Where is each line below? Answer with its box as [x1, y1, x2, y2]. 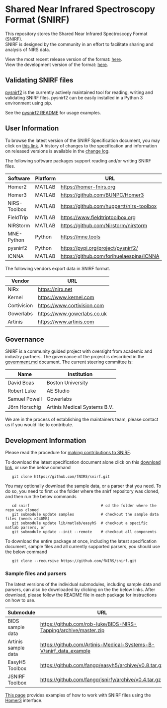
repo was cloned [5, 508, 39, 513]
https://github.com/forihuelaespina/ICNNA [60, 252, 160, 259]
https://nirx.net [37, 286, 73, 293]
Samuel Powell [7, 396, 42, 403]
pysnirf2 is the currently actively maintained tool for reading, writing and [5, 89, 153, 95]
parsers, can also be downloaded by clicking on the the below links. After [5, 587, 156, 593]
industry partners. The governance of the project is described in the [5, 354, 145, 360]
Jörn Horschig [7, 404, 41, 411]
